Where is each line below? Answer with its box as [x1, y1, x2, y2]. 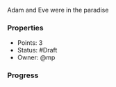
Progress [7, 70, 39, 80]
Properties [7, 23, 44, 32]
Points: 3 [17, 39, 43, 47]
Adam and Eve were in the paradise [7, 6, 109, 14]
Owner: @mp [17, 53, 56, 61]
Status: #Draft [17, 46, 58, 55]
